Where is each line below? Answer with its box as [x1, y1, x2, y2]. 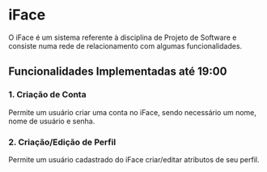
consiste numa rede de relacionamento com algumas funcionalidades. [8, 41, 243, 50]
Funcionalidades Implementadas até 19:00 [8, 65, 227, 79]
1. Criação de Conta [8, 89, 87, 101]
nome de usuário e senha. [8, 116, 95, 126]
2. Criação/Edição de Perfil [8, 136, 117, 148]
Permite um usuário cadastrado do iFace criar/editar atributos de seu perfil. [8, 154, 261, 164]
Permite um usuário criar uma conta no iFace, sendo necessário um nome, [8, 107, 257, 117]
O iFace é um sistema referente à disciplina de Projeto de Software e [8, 32, 237, 42]
